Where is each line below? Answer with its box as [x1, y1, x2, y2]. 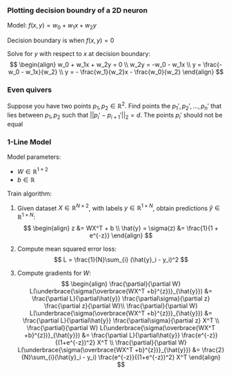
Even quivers [7, 85, 52, 95]
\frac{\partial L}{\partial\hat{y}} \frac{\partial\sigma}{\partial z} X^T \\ [23, 316, 219, 325]
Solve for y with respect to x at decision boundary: [7, 50, 150, 58]
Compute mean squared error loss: [17, 244, 117, 253]
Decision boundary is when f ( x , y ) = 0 [7, 37, 114, 45]
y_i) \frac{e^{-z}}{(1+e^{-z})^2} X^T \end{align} [87, 353, 221, 361]
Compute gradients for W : [17, 269, 92, 277]
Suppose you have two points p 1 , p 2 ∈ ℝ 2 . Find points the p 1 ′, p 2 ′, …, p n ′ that [7, 101, 222, 112]
